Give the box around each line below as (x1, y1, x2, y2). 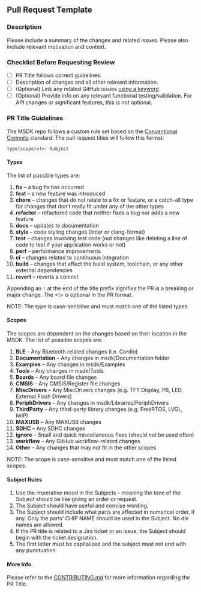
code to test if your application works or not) (15, 241, 126, 248)
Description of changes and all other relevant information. (15, 78, 158, 86)
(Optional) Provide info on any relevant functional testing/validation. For (15, 92, 193, 99)
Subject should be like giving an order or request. (15, 496, 138, 503)
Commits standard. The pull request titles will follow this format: (7, 134, 164, 141)
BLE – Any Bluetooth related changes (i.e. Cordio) (15, 347, 138, 355)
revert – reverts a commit (15, 273, 79, 280)
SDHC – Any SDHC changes (15, 425, 86, 432)
